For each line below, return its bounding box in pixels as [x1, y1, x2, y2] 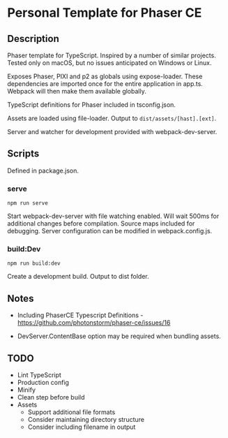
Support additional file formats [27, 408, 116, 416]
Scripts [7, 148, 40, 160]
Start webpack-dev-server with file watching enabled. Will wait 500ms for [7, 212, 220, 221]
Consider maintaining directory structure [27, 416, 145, 424]
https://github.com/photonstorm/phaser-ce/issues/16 [17, 319, 171, 327]
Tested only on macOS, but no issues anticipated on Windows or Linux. [7, 59, 212, 67]
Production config [17, 379, 70, 387]
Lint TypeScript [17, 371, 61, 379]
